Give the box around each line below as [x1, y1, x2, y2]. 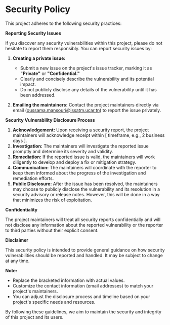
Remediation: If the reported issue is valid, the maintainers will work [12, 154, 155, 160]
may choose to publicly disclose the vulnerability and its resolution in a [12, 186, 160, 192]
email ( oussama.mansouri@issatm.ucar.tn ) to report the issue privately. [12, 107, 161, 113]
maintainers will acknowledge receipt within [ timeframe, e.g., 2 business [12, 132, 165, 138]
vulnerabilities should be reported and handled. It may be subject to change [5, 252, 163, 258]
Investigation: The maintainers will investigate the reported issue [12, 143, 149, 149]
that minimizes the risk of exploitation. [12, 197, 92, 203]
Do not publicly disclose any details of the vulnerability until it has [20, 86, 157, 92]
